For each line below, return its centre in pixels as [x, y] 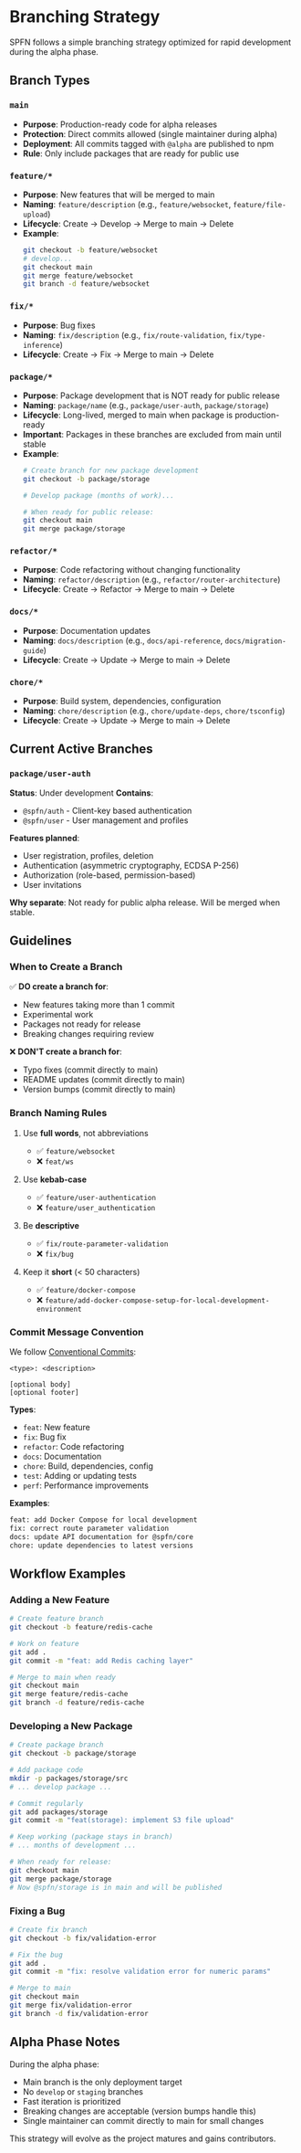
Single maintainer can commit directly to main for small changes [143, 2120]
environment [59, 1309]
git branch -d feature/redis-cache [77, 1703]
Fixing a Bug [37, 1911]
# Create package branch [57, 1745]
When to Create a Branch [66, 967]
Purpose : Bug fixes [59, 325]
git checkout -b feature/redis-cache [81, 1628]
